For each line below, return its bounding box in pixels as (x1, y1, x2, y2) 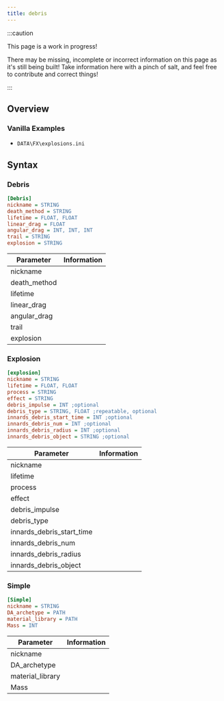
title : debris (7, 10, 48, 17)
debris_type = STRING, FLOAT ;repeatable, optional (7, 408, 157, 415)
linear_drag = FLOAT (7, 221, 66, 227)
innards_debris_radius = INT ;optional (7, 427, 121, 434)
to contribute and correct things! (7, 70, 98, 78)
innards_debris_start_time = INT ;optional (7, 414, 133, 421)
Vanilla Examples (7, 123, 66, 133)
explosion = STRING (7, 240, 63, 247)
